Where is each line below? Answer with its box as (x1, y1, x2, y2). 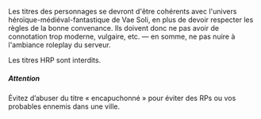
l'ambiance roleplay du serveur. (8, 40, 111, 50)
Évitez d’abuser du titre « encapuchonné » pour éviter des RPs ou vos (8, 93, 236, 102)
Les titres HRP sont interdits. (8, 55, 102, 65)
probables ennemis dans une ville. (8, 102, 121, 111)
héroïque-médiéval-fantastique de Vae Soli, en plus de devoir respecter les (8, 15, 254, 24)
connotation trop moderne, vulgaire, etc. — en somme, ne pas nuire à (8, 32, 236, 41)
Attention (8, 73, 40, 83)
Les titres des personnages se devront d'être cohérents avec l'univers (8, 7, 237, 16)
